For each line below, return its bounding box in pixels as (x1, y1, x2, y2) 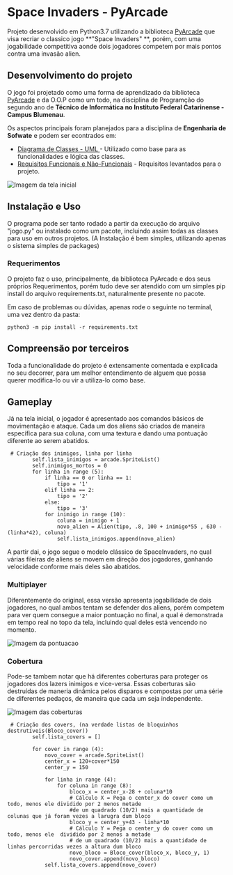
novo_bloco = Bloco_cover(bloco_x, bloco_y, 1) (69, 849, 210, 857)
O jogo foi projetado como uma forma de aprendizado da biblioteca (7, 88, 200, 96)
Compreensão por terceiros (7, 343, 129, 355)
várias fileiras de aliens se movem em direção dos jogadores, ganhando (7, 555, 214, 564)
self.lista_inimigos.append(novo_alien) (56, 536, 176, 543)
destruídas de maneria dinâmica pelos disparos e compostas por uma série (7, 687, 223, 695)
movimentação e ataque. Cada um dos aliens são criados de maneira (7, 422, 205, 431)
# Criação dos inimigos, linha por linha (10, 450, 132, 457)
